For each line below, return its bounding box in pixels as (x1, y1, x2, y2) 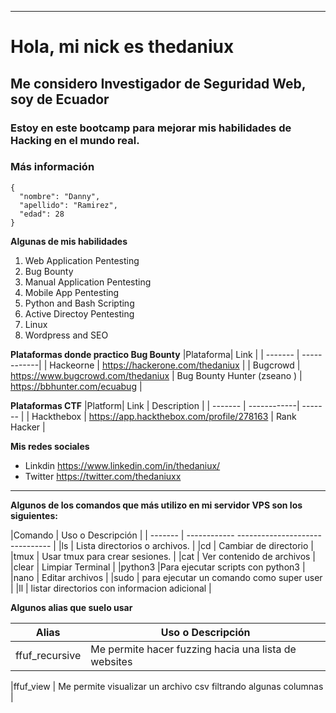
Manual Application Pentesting (24, 276, 152, 288)
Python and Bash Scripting (24, 297, 135, 309)
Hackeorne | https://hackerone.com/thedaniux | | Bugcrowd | (49, 359, 301, 371)
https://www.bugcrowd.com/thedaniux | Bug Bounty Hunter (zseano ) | (10, 369, 303, 381)
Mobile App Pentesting (24, 286, 120, 298)
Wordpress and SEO (24, 329, 109, 341)
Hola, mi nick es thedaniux (10, 36, 235, 58)
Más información (10, 160, 95, 174)
